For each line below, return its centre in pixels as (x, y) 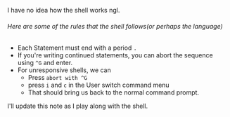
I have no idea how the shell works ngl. (64, 10)
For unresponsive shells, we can (64, 70)
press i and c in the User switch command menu (99, 85)
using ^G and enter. (45, 63)
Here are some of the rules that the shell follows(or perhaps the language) (115, 26)
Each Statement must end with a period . (77, 48)
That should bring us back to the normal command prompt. (113, 92)
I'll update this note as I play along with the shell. (78, 106)
